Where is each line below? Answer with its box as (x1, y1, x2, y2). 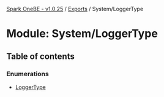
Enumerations (6, 69, 49, 78)
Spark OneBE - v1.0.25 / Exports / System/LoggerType (6, 6, 144, 12)
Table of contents (6, 51, 75, 61)
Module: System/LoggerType (6, 27, 158, 41)
